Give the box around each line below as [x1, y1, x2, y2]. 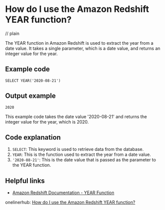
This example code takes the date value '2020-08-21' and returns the [5, 113, 147, 120]
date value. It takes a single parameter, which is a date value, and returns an [5, 45, 161, 51]
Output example [5, 92, 56, 100]
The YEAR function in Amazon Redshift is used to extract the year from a [5, 40, 154, 46]
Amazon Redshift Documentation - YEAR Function [12, 190, 114, 196]
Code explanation [5, 133, 61, 141]
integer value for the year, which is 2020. [5, 119, 89, 125]
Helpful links [5, 176, 45, 185]
